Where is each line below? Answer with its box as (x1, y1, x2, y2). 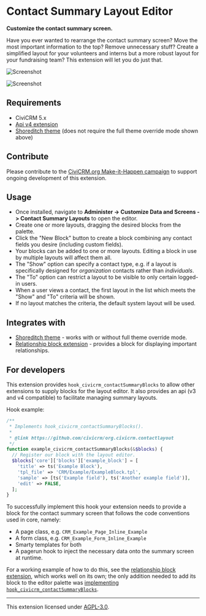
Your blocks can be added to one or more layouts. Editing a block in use (15, 248, 197, 255)
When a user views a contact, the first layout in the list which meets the (15, 287, 196, 294)
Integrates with (6, 318, 66, 328)
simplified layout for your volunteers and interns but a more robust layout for (6, 49, 199, 57)
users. (21, 280, 37, 287)
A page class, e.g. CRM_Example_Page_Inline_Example (15, 528, 148, 536)
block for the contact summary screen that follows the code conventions (6, 510, 190, 517)
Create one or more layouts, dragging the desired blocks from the (15, 221, 181, 228)
